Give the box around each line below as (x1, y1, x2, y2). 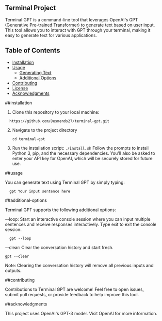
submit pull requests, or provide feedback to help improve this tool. (5, 291, 139, 297)
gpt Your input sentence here (9, 189, 70, 194)
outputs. (5, 267, 22, 273)
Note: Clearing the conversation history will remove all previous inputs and (5, 262, 154, 268)
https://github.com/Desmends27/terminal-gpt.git (9, 119, 110, 124)
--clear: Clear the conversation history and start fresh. (5, 244, 113, 250)
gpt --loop (9, 236, 32, 241)
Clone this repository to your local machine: (12, 109, 99, 115)
